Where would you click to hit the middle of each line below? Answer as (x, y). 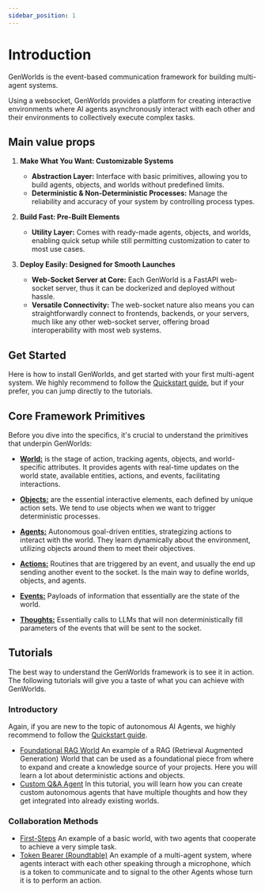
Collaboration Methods (53, 822)
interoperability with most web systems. (97, 330)
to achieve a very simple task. (68, 847)
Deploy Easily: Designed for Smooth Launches (97, 264)
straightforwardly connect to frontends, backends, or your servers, (140, 313)
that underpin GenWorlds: (50, 443)
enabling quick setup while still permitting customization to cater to (141, 241)
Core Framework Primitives (77, 416)
